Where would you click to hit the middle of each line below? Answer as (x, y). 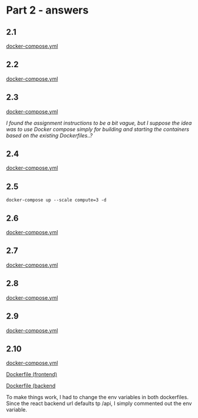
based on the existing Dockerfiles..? (49, 135)
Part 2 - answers (47, 10)
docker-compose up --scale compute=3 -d (57, 200)
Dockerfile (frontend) (32, 374)
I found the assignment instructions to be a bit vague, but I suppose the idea (99, 123)
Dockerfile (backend (31, 386)
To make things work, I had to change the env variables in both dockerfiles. (97, 397)
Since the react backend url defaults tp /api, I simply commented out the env (99, 403)
